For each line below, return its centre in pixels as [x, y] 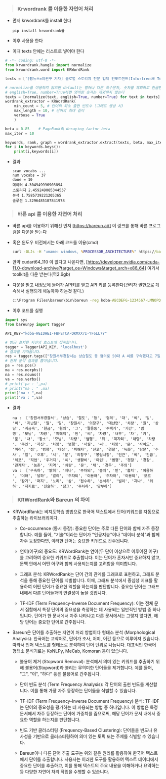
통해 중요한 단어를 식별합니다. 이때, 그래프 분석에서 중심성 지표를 [91, 580]
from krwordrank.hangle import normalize [48, 65]
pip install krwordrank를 [39, 31]
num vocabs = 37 [29, 175]
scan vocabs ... [29, 171]
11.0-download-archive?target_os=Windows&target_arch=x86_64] [79, 268]
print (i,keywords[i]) [36, 152]
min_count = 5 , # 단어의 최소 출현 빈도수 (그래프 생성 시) [69, 106]
